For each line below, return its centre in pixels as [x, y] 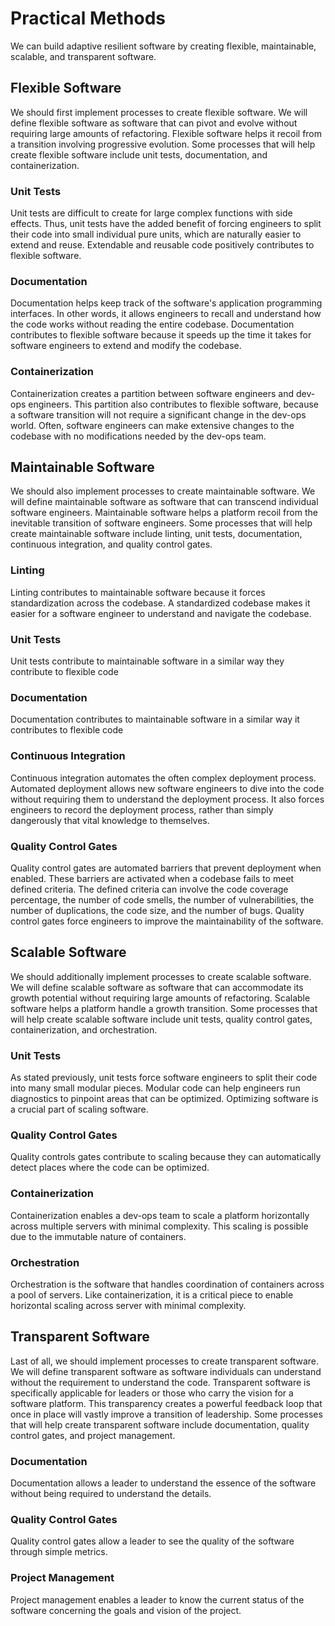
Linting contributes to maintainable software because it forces [138, 592]
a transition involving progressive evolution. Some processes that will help [163, 144]
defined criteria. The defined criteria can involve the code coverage [149, 889]
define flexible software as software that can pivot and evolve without [154, 123]
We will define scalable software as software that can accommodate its [157, 987]
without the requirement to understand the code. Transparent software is [160, 1382]
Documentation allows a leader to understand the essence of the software [163, 1483]
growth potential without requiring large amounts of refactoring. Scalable [160, 998]
